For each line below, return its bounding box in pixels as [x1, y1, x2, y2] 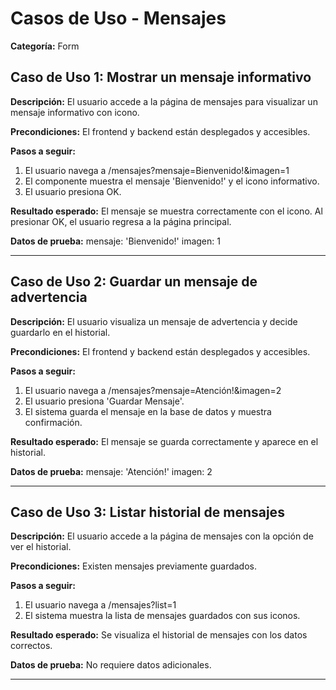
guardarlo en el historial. [10, 326, 111, 338]
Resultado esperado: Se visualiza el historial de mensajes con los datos [10, 629, 308, 641]
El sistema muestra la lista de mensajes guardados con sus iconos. [24, 610, 301, 622]
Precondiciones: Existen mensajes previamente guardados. [10, 560, 257, 572]
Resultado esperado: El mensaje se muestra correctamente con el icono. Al [10, 205, 323, 217]
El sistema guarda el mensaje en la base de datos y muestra [24, 405, 272, 417]
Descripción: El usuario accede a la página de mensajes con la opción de [10, 530, 314, 542]
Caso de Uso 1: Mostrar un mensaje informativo [10, 69, 312, 86]
